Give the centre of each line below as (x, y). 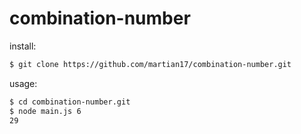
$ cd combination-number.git (70, 102)
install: (23, 46)
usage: (23, 83)
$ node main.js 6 (45, 111)
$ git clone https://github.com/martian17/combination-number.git (150, 64)
